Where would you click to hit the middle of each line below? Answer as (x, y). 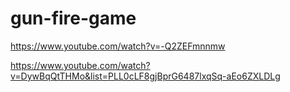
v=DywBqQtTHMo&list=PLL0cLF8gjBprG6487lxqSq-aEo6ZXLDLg (145, 76)
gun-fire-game (73, 18)
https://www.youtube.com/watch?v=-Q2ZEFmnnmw (118, 46)
